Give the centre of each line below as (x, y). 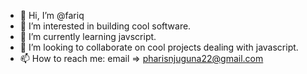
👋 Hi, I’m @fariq (52, 15)
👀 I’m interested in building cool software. (105, 26)
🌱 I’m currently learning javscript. (88, 36)
